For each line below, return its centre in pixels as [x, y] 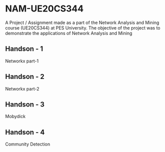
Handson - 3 [25, 104]
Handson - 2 [25, 77]
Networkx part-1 [22, 61]
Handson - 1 [24, 49]
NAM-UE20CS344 [44, 9]
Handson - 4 [25, 132]
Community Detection [28, 144]
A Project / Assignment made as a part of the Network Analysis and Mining [82, 22]
